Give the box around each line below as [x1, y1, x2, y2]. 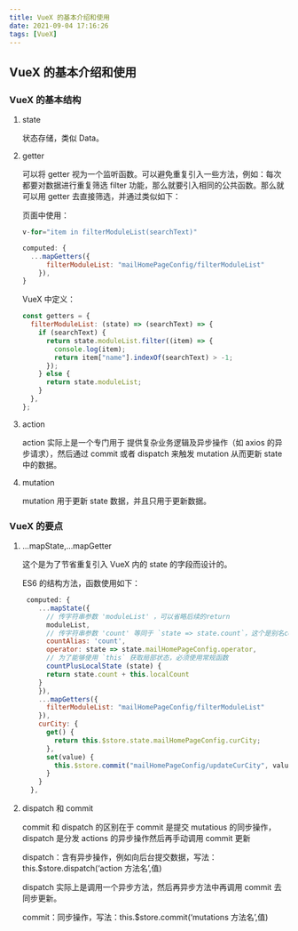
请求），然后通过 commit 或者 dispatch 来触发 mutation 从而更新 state [29, 448, 283, 459]
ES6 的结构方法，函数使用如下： [21, 578, 140, 589]
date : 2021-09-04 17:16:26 [9, 21, 109, 30]
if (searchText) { [38, 328, 106, 338]
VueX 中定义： [21, 294, 75, 305]
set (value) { [45, 752, 95, 761]
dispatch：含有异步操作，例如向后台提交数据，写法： [21, 852, 217, 863]
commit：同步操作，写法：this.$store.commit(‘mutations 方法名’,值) [21, 912, 269, 923]
